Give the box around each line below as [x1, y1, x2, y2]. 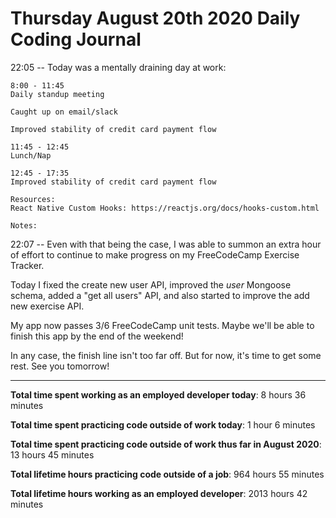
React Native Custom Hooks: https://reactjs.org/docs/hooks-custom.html [10, 203, 320, 213]
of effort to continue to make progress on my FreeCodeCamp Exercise [10, 248, 300, 261]
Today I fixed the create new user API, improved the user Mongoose [10, 278, 292, 291]
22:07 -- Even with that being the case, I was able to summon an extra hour [10, 238, 322, 250]
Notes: [10, 220, 38, 231]
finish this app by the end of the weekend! [10, 330, 184, 342]
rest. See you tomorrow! [10, 360, 110, 372]
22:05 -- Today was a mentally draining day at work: [10, 61, 227, 73]
